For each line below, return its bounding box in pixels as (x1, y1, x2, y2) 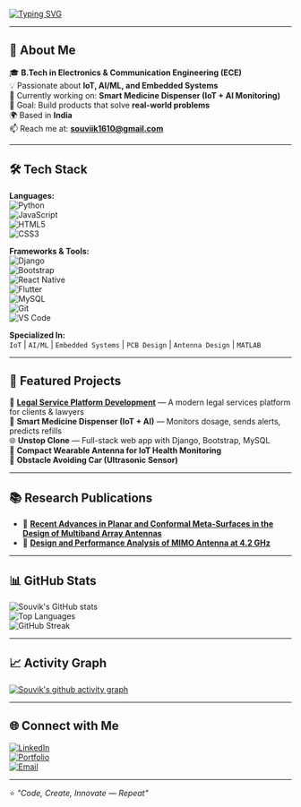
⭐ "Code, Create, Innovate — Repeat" (9, 787, 150, 798)
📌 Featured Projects (9, 373, 122, 389)
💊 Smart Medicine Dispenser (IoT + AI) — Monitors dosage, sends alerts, (9, 416, 281, 427)
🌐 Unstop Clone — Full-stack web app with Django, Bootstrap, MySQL (9, 435, 271, 446)
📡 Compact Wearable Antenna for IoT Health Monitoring (9, 445, 222, 456)
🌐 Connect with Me (9, 718, 119, 734)
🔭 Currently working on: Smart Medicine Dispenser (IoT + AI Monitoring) (9, 90, 280, 100)
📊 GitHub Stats (9, 573, 97, 588)
